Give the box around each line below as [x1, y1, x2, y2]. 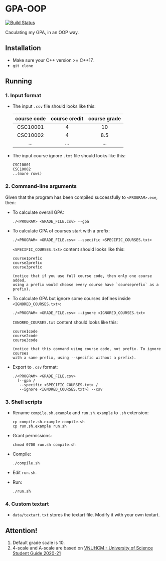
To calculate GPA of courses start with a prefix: [12, 227, 110, 233]
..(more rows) [12, 171, 42, 176]
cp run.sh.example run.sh [12, 424, 67, 429]
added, [12, 277, 27, 283]
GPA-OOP [5, 3, 47, 15]
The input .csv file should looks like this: [12, 103, 96, 109]
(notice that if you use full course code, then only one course [12, 273, 152, 278]
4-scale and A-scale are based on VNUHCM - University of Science [12, 545, 153, 551]
